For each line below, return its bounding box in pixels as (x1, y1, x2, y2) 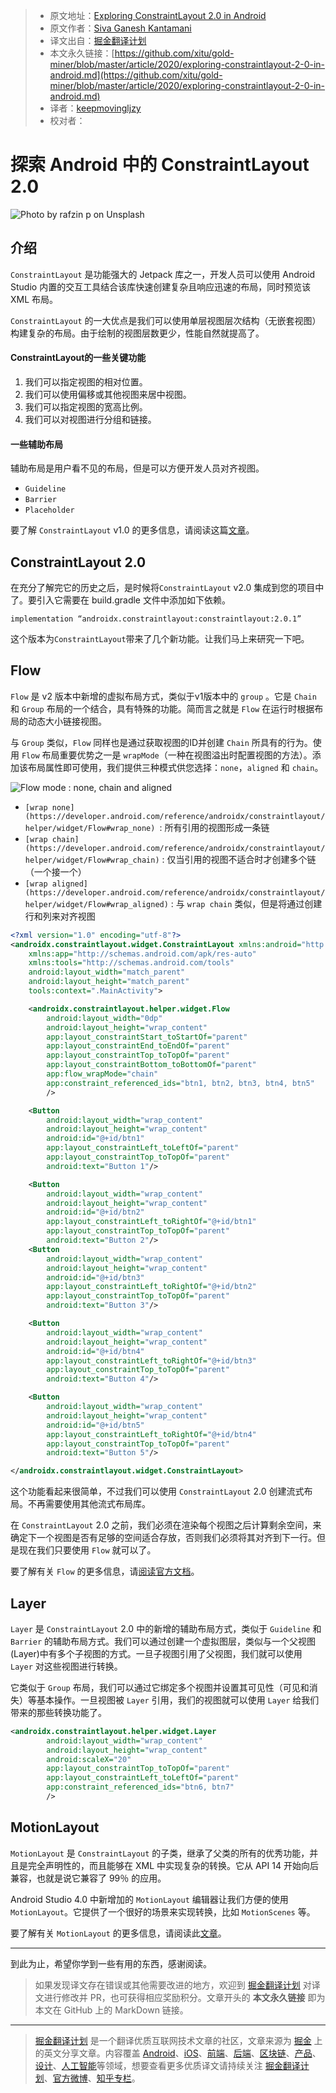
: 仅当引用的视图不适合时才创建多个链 (161, 853, 317, 865)
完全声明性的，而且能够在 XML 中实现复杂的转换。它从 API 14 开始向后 (27, 1859, 319, 1871)
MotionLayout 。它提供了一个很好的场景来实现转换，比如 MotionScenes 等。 (10, 1905, 316, 1918)
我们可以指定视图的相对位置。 (24, 375, 148, 388)
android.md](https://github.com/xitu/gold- (49, 69, 223, 81)
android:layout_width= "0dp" (46, 1013, 163, 1023)
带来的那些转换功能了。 (10, 1706, 107, 1718)
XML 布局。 (10, 293, 59, 305)
